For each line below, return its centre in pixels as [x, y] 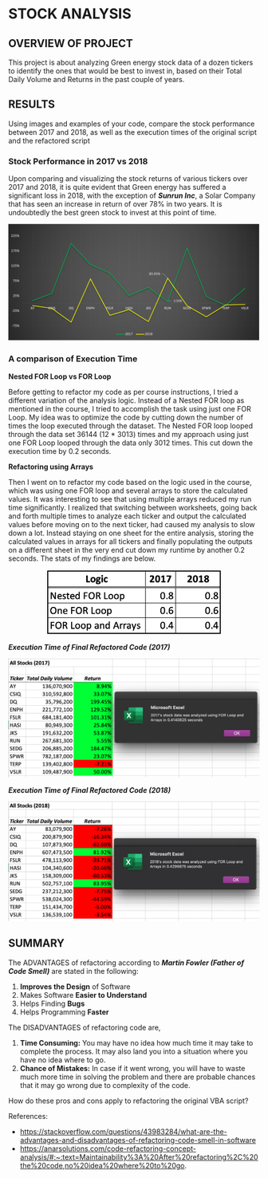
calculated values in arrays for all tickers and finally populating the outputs [130, 541]
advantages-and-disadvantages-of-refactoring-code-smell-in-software [138, 1140]
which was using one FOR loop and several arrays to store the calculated [128, 491]
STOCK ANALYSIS [70, 14]
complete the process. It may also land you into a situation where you [134, 1051]
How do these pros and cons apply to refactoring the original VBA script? [128, 1101]
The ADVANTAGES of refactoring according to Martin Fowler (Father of [126, 963]
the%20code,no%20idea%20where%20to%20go [102, 1165]
